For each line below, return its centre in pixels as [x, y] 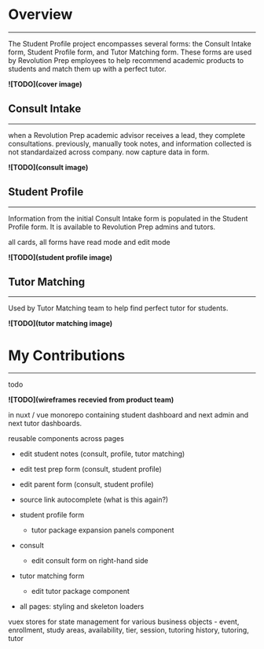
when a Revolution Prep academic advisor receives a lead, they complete [127, 135]
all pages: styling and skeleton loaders [82, 606]
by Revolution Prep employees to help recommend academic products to [126, 60]
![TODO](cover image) [45, 83]
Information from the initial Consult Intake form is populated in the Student [128, 218]
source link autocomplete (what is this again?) [94, 500]
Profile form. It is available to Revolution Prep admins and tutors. [112, 227]
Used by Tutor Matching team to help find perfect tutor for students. [118, 308]
